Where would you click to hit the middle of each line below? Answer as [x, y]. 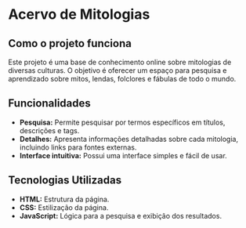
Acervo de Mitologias [79, 14]
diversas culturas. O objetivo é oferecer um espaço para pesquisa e [118, 71]
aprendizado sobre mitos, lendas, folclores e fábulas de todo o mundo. [122, 79]
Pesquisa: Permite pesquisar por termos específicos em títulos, [122, 122]
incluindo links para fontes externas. [78, 147]
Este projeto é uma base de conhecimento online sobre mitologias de [120, 62]
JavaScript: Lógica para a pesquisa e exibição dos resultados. [120, 215]
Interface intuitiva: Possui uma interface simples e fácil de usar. [123, 155]
